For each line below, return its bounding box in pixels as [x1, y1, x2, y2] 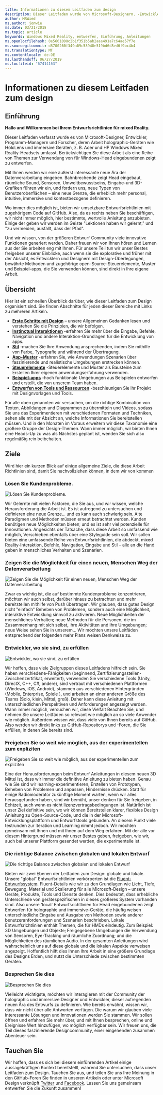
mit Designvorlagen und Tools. [12, 390, 73, 396]
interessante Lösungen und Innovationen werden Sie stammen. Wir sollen [5, 1012, 152, 1018]
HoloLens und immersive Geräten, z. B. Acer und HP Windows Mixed [5, 144, 143, 151]
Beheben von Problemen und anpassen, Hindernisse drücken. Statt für [5, 786, 147, 792]
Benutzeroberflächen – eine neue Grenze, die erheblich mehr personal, [5, 190, 147, 196]
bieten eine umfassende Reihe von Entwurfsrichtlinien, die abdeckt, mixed [5, 537, 153, 543]
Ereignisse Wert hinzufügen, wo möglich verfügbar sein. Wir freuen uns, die [5, 1022, 157, 1028]
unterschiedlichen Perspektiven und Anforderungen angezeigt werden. [5, 701, 147, 707]
